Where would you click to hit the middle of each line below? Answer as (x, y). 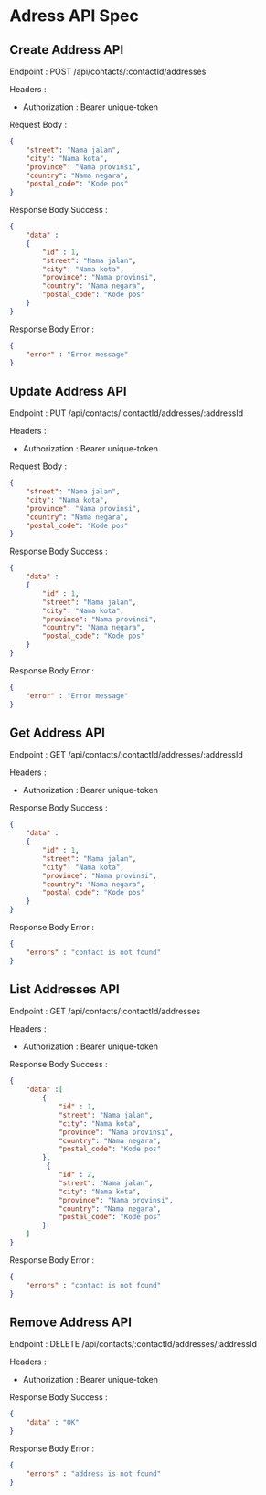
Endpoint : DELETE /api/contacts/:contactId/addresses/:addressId (133, 1344)
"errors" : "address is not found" (94, 1474)
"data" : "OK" (53, 1423)
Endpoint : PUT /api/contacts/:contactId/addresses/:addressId (127, 413)
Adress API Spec (74, 16)
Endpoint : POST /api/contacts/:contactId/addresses (108, 71)
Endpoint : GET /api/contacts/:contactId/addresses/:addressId (127, 755)
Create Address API (67, 50)
